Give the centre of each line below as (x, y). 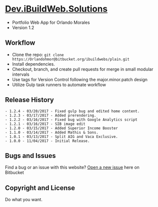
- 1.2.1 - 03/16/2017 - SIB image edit (45, 124)
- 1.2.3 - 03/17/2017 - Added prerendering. (51, 115)
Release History (30, 100)
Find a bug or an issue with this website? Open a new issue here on (72, 167)
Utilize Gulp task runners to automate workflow (59, 85)
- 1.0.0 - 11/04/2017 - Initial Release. (47, 141)
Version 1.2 (23, 27)
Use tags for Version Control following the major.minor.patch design (80, 79)
